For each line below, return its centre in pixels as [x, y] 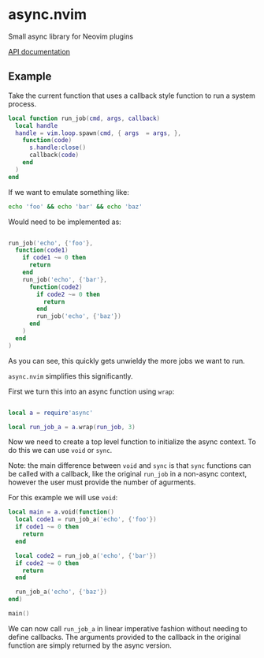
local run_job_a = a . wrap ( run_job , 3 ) [72, 427]
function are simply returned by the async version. [90, 645]
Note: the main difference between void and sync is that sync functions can [130, 465]
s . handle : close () [58, 148]
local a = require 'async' [50, 413]
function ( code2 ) [56, 287]
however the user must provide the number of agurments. [102, 482]
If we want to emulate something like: [69, 192]
